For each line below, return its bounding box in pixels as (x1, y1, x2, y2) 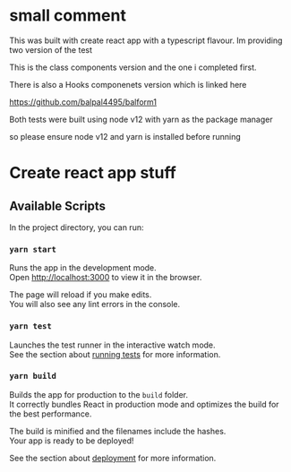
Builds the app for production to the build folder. (9, 389, 189, 399)
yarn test (9, 322, 52, 331)
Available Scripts (9, 198, 106, 213)
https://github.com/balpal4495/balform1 (9, 96, 158, 107)
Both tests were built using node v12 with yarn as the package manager (9, 114, 273, 124)
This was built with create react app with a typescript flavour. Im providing (9, 35, 283, 46)
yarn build (9, 371, 56, 382)
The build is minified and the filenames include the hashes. (9, 425, 227, 436)
